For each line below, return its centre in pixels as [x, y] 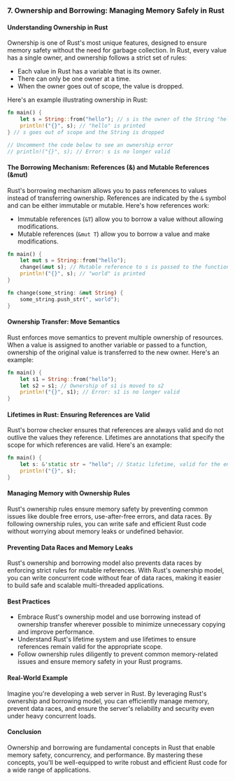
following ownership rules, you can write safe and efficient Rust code [107, 524]
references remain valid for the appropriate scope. [90, 647]
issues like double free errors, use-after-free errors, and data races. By [109, 516]
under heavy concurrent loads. [52, 716]
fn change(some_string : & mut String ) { [65, 293]
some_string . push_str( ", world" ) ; [70, 299]
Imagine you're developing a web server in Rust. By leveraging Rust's [107, 693]
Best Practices [29, 601]
